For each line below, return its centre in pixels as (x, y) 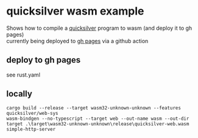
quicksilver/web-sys (33, 113)
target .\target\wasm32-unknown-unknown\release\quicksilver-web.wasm (98, 124)
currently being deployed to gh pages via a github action (77, 41)
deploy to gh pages (44, 60)
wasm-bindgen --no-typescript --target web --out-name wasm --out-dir (98, 119)
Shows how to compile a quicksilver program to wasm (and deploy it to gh (99, 28)
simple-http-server (31, 129)
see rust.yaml (23, 75)
